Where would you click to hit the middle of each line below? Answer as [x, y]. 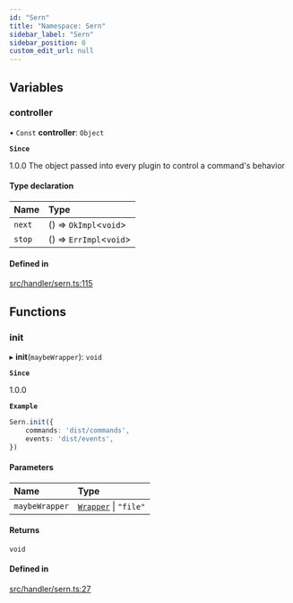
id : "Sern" [30, 17]
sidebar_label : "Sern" [52, 34]
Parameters [31, 467]
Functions [38, 312]
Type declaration [42, 186]
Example [24, 406]
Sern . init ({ [31, 422]
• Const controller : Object [57, 132]
